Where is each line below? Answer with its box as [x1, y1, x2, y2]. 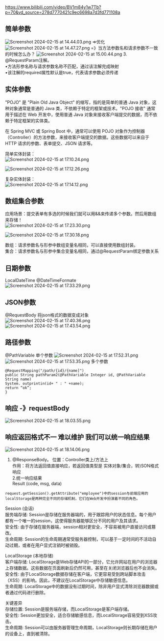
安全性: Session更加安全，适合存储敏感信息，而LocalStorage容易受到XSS [5, 612, 153, 618]
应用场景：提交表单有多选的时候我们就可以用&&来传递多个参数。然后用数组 [5, 211, 157, 217]
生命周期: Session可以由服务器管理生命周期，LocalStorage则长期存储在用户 [5, 624, 158, 630]
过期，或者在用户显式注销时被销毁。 [9, 542, 82, 548]
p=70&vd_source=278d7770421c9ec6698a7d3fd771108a [5, 9, 120, 15]
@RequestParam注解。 [5, 57, 52, 63]
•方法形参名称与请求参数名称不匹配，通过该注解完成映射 [5, 63, 119, 69]
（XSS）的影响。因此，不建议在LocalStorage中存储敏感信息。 [5, 577, 131, 583]
